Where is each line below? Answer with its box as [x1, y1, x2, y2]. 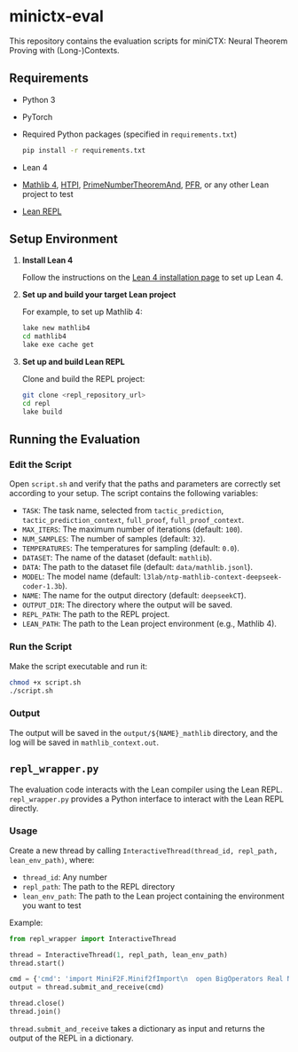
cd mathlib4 [21, 332, 67, 341]
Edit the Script [9, 459, 73, 471]
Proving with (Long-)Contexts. [9, 44, 120, 55]
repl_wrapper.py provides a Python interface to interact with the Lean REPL [9, 793, 285, 804]
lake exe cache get [21, 340, 95, 350]
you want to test [21, 899, 82, 911]
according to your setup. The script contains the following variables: [9, 488, 259, 499]
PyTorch [21, 111, 53, 122]
